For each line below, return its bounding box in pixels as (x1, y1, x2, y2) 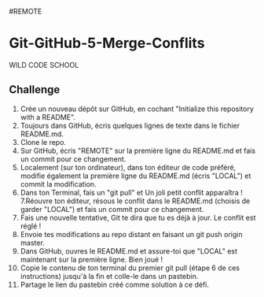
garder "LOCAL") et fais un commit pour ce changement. (20, 204, 204, 213)
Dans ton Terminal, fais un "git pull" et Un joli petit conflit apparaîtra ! (20, 187, 243, 197)
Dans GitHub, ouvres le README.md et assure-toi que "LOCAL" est (20, 246, 238, 255)
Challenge (9, 83, 60, 97)
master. (20, 238, 46, 247)
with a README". (20, 112, 75, 121)
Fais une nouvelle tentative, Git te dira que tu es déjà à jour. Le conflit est (20, 213, 256, 222)
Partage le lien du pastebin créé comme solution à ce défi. (20, 280, 210, 289)
